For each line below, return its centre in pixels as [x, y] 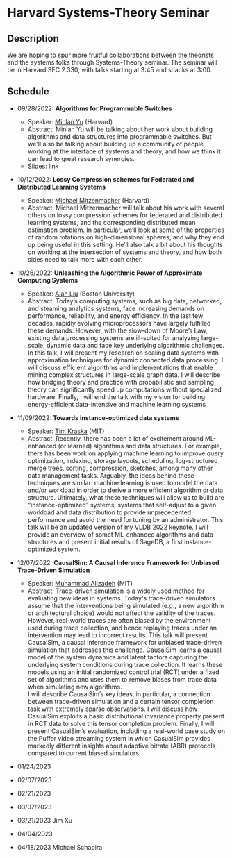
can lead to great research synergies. [81, 158]
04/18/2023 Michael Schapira [60, 847]
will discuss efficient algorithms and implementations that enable [120, 367]
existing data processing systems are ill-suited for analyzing [114, 337]
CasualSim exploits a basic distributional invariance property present [126, 716]
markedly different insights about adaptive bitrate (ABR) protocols [122, 746]
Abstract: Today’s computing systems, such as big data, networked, [125, 301]
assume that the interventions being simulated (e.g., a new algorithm [126, 605]
